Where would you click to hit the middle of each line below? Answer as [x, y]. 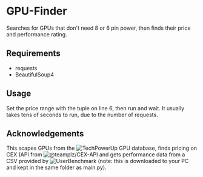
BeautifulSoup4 [35, 75]
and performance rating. [37, 34]
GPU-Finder [37, 11]
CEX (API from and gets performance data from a [96, 155]
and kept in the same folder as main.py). [57, 167]
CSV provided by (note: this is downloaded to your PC [98, 161]
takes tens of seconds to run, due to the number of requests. [82, 115]
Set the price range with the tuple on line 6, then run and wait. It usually [95, 108]
